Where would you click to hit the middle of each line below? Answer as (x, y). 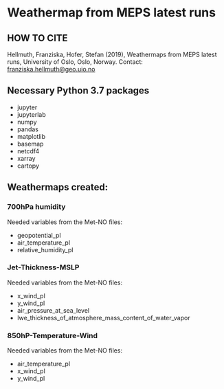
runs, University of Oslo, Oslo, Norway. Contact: (75, 62)
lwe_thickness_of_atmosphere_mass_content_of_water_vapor (103, 318)
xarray (26, 158)
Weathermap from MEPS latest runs (112, 13)
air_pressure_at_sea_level (53, 310)
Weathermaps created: (58, 187)
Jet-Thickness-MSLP (43, 267)
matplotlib (31, 136)
